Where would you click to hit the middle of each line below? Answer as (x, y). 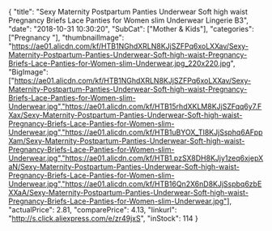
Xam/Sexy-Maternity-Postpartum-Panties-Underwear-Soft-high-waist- (127, 141)
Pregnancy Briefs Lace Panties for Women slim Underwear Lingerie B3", (129, 20)
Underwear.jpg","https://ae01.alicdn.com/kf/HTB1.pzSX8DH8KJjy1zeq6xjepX (136, 158)
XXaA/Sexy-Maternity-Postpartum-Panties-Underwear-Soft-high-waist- (129, 192)
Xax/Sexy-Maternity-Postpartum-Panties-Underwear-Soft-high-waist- (125, 115)
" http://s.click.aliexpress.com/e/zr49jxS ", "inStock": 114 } (103, 218)
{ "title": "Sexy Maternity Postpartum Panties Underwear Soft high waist (128, 12)
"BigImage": (28, 72)
